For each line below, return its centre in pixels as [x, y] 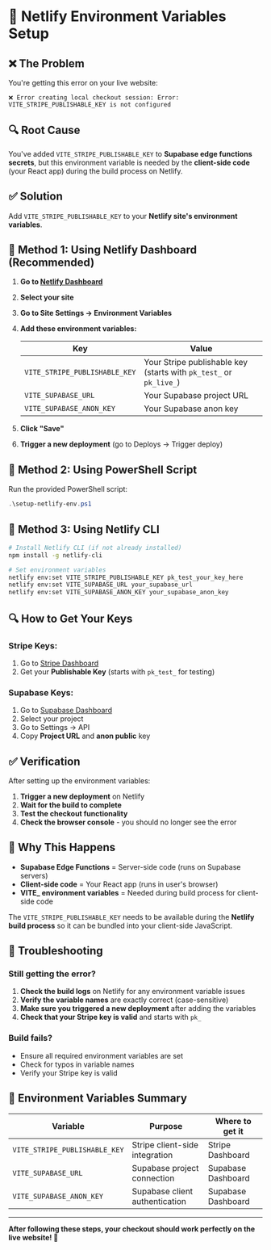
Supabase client [163, 1191]
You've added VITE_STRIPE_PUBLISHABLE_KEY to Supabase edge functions [130, 153]
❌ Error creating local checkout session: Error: [94, 98]
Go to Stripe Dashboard [59, 663]
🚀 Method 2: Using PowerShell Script [103, 470]
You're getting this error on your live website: [83, 83]
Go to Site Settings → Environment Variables [96, 313]
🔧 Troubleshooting [56, 951]
